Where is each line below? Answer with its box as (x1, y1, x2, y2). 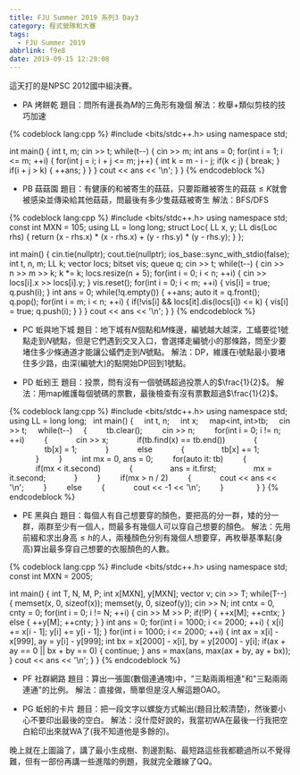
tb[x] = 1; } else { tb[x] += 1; (44, 444, 260, 455)
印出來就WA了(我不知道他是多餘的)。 (37, 726, 174, 737)
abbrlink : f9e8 (9, 47, 66, 55)
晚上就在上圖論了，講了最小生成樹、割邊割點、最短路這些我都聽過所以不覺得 (9, 745, 291, 755)
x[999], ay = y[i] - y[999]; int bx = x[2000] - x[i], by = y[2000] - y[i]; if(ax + (9, 636, 286, 646)
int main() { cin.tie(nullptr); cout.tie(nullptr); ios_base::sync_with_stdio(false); (9, 249, 290, 260)
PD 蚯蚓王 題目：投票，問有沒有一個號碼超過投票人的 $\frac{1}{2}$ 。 (21, 377, 275, 387)
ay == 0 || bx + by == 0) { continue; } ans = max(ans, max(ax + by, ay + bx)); (9, 645, 291, 656)
